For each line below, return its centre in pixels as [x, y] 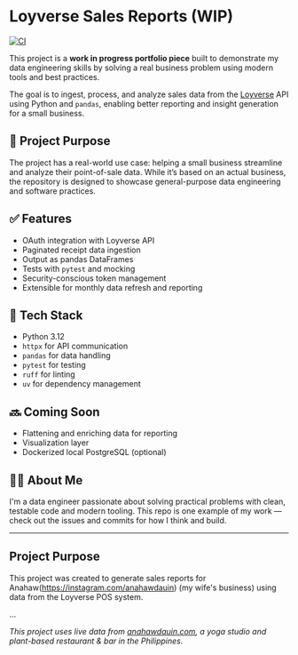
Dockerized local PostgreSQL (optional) [94, 452]
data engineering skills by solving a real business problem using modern [141, 68]
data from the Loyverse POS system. [76, 596]
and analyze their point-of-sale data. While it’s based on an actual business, [148, 172]
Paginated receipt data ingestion [81, 250]
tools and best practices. [55, 76]
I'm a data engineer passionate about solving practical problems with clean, [147, 501]
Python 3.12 [43, 337]
